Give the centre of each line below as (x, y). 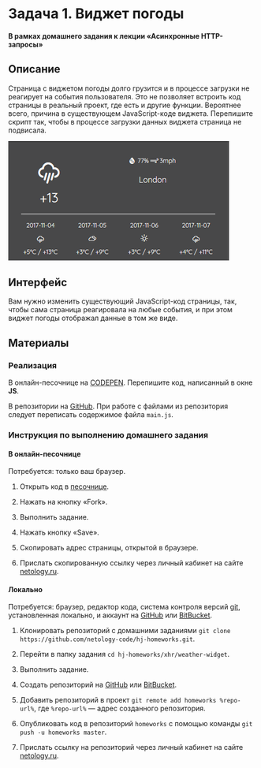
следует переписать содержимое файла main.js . (91, 415)
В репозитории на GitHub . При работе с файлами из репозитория (118, 406)
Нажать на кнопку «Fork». (63, 502)
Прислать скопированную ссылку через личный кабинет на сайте (131, 563)
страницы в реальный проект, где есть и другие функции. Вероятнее (125, 105)
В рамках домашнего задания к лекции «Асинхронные (104, 35)
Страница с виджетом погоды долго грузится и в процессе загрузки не (129, 88)
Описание (34, 69)
